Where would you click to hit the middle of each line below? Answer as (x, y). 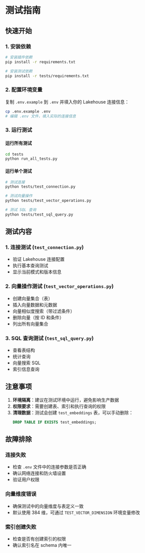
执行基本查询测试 (30, 266)
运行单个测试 (18, 171)
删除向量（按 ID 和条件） (38, 317)
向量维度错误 (21, 494)
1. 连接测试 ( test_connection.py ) (45, 248)
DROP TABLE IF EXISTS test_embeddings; (55, 422)
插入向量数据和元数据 (35, 304)
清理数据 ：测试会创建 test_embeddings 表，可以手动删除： (73, 412)
